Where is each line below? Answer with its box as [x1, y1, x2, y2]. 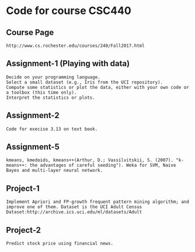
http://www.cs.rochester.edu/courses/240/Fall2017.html [6, 43, 145, 49]
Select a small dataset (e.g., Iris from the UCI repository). [6, 79, 163, 85]
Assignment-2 [6, 111, 60, 120]
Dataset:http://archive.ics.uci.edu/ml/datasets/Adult [6, 209, 142, 215]
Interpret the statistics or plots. [6, 95, 95, 101]
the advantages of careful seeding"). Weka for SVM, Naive [29, 163, 176, 168]
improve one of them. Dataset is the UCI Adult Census [6, 204, 142, 210]
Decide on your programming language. [6, 74, 100, 80]
